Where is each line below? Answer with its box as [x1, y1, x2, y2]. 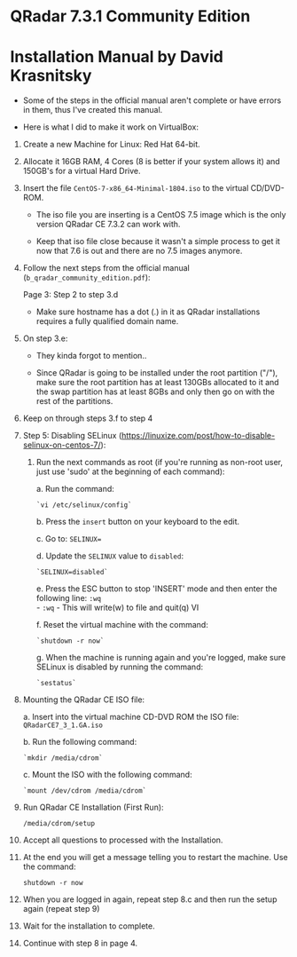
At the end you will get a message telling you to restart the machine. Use [22, 852, 288, 863]
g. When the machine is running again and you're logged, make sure [35, 652, 286, 663]
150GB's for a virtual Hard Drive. [22, 166, 141, 177]
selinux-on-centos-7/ [22, 439, 101, 450]
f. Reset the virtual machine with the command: [35, 620, 209, 630]
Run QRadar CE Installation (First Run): [22, 802, 164, 813]
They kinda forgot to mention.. [35, 351, 147, 361]
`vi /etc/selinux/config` [35, 501, 132, 510]
